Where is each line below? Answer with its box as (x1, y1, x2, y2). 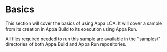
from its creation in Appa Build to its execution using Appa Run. (5, 25, 138, 32)
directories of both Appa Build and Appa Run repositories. (5, 41, 127, 47)
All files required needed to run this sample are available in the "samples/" (5, 36, 161, 42)
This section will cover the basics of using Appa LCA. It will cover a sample (5, 20, 162, 27)
